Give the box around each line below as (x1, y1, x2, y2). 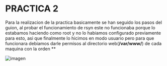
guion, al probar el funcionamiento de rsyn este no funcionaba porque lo (5, 24, 155, 30)
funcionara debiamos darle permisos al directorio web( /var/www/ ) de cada (5, 40, 162, 46)
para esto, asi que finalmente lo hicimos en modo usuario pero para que (5, 35, 154, 41)
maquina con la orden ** (5, 46, 56, 52)
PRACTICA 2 (5, 3, 59, 14)
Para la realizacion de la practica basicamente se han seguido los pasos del (5, 19, 162, 25)
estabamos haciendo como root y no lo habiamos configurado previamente (5, 30, 161, 36)
